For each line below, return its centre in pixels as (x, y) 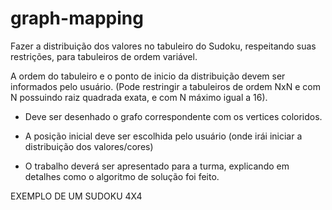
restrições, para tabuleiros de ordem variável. (104, 56)
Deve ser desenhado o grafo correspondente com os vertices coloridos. (173, 116)
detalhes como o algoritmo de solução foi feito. (122, 176)
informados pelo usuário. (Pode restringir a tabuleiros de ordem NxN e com (165, 86)
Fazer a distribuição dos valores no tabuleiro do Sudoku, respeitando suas (163, 46)
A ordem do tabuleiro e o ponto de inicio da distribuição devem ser (148, 76)
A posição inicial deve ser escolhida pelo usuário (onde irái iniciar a (163, 136)
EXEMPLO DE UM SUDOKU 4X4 (76, 196)
